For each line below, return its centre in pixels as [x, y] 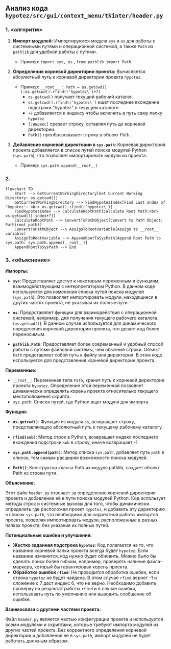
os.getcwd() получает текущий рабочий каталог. [81, 97]
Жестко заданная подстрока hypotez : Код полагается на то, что [83, 545]
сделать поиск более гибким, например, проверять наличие [79, 562]
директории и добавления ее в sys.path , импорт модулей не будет [78, 636]
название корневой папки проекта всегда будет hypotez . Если [80, 550]
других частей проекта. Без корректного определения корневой [76, 630]
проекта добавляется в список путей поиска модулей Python [80, 150]
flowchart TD [19, 189]
